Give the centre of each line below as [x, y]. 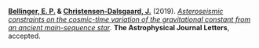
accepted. [24, 36]
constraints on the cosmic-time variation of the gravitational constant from [129, 19]
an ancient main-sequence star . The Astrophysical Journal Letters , [119, 27]
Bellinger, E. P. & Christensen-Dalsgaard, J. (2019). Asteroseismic [116, 11]
